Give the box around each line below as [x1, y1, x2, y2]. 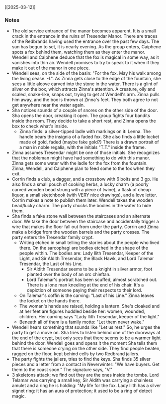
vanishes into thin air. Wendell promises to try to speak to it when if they [11, 60, 160, 66]
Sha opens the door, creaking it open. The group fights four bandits [11, 113, 150, 119]
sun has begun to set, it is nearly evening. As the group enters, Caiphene [11, 44, 162, 50]
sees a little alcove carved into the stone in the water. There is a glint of [11, 81, 158, 87]
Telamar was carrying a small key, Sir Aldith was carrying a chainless [11, 377, 154, 383]
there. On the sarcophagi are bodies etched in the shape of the [19, 245, 149, 251]
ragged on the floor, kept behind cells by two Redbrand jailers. [11, 351, 140, 357]
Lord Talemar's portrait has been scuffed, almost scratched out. [26, 276, 158, 283]
